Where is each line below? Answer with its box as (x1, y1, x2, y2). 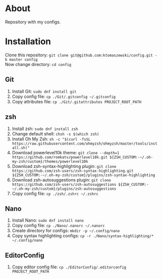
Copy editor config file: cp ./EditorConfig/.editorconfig (12, 264, 127, 270)
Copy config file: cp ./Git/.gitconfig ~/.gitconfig (12, 93, 116, 99)
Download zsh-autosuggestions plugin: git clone (12, 177, 111, 182)
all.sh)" (12, 145, 30, 150)
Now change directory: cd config (5, 61, 72, 67)
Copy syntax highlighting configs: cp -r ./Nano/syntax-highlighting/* (12, 233, 154, 239)
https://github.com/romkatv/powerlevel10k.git (12, 155, 108, 160)
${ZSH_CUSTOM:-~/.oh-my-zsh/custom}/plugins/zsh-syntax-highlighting (12, 173, 156, 178)
